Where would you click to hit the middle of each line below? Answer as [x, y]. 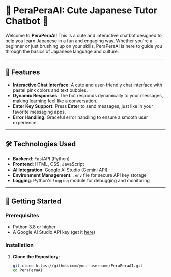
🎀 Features [23, 73]
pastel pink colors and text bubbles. [50, 90]
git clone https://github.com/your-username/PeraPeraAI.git [78, 266]
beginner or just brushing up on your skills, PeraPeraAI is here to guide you [84, 46]
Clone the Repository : [36, 256]
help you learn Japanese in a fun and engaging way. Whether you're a [79, 41]
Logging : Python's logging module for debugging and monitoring [81, 180]
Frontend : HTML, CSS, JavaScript [48, 164]
